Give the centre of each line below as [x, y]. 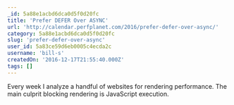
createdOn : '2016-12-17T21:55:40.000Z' [66, 60]
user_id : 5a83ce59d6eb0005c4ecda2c [60, 47]
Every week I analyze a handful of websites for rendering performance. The [117, 86]
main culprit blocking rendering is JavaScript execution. [88, 94]
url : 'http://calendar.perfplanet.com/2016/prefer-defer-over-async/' [113, 27]
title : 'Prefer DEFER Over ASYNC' [58, 20]
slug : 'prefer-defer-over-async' [56, 40]
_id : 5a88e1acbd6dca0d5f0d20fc [53, 14]
